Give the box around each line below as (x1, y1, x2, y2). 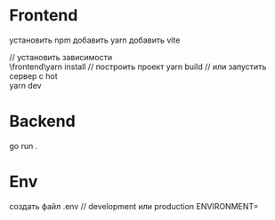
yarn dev (9, 80, 42, 90)
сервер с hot (9, 70, 58, 81)
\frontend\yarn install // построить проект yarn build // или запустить (9, 61, 267, 72)
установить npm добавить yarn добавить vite (9, 35, 181, 45)
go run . (9, 140, 38, 151)
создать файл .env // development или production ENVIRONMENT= (9, 200, 260, 211)
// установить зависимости (9, 51, 113, 62)
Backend (9, 112, 76, 131)
